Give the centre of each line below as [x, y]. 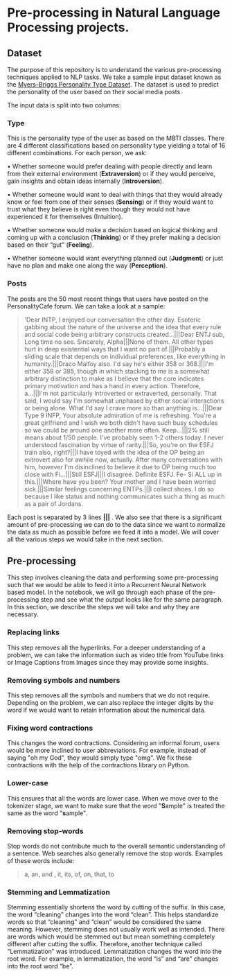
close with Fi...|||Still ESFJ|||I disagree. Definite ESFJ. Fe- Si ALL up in [123, 474]
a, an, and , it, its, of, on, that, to [69, 874]
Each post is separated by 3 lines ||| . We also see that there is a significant [115, 517]
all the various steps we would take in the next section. [86, 539]
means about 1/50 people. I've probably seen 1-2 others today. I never [124, 437]
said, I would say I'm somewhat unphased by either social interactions [124, 401]
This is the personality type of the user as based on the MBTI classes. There [116, 138]
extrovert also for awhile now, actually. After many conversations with [123, 460]
